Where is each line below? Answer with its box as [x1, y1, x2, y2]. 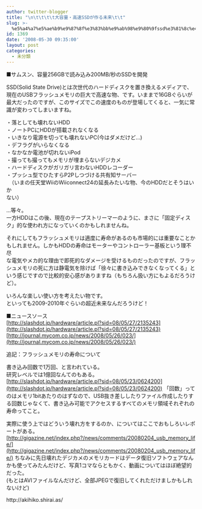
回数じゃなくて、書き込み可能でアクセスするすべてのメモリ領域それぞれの [11, 400, 195, 407]
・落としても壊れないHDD [6, 118, 70, 126]
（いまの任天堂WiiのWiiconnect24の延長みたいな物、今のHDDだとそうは [11, 178, 189, 186]
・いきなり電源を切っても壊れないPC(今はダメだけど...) [6, 133, 142, 141]
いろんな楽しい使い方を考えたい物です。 [6, 292, 106, 299]
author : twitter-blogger [6, 8, 69, 15]
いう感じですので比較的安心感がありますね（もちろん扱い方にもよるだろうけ [6, 271, 195, 279]
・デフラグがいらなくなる [6, 141, 70, 148]
